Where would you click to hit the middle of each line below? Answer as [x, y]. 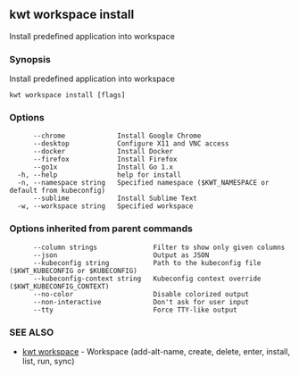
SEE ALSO [32, 332]
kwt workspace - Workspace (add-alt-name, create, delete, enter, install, [156, 351]
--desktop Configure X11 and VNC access [131, 144]
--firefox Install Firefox [105, 160]
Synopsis [30, 59]
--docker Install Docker [103, 152]
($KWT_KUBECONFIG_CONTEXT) [59, 286]
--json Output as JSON [121, 255]
